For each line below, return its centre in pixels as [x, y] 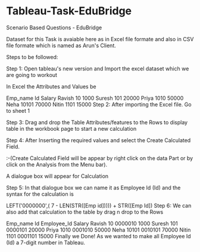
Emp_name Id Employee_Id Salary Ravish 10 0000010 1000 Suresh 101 [92, 223]
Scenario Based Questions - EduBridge [54, 27]
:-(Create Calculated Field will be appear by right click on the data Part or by [100, 158]
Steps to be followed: [32, 57]
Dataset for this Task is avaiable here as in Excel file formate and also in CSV [100, 39]
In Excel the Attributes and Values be [51, 86]
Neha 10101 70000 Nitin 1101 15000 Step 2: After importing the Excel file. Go [99, 104]
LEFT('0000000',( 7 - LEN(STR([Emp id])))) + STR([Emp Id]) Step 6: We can [99, 205]
